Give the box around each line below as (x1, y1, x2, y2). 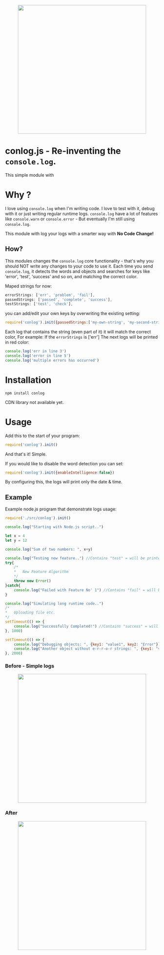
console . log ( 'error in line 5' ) (5, 353, 71, 358)
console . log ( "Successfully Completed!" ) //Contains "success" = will (14, 624, 159, 629)
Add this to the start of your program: (5, 432, 80, 439)
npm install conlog (5, 391, 45, 396)
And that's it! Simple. (5, 451, 47, 457)
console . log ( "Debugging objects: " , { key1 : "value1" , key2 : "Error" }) (14, 642, 161, 647)
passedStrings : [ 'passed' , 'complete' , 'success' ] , (5, 297, 112, 302)
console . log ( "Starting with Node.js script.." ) (5, 525, 104, 530)
